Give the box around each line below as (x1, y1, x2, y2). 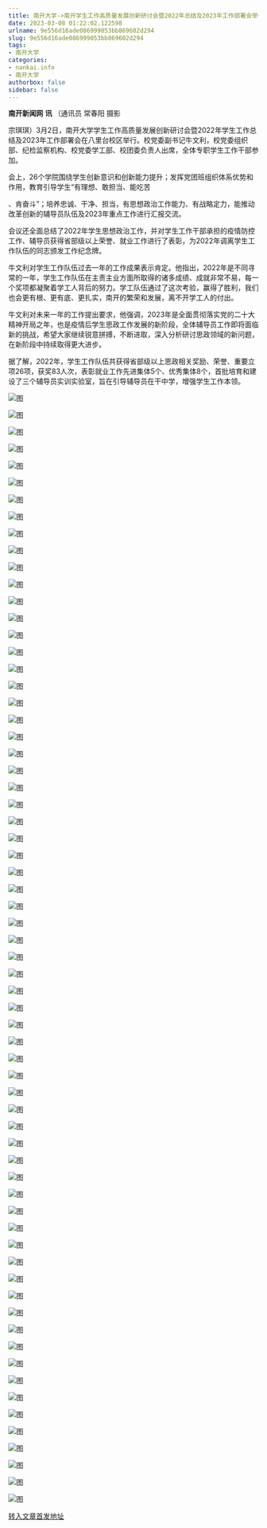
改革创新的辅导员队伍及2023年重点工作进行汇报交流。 (8, 209, 186, 219)
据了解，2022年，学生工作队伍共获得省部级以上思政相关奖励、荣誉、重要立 (8, 356, 256, 367)
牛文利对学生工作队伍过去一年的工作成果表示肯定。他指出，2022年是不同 (8, 263, 249, 273)
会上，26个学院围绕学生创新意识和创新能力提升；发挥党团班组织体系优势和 (8, 172, 254, 182)
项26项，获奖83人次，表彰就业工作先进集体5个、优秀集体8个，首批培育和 (8, 367, 250, 376)
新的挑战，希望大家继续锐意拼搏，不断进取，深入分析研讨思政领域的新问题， (8, 330, 259, 340)
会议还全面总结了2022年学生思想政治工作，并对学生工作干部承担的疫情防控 (8, 226, 256, 236)
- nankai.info (8, 64, 56, 72)
